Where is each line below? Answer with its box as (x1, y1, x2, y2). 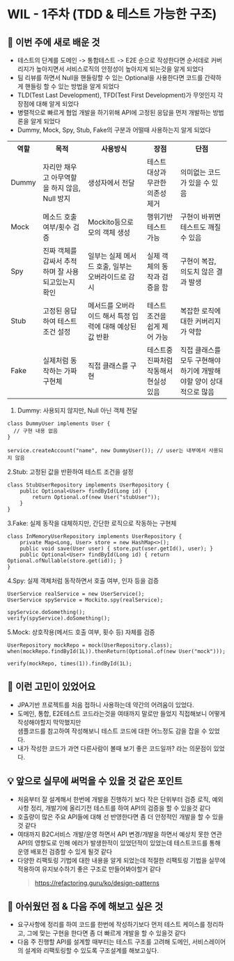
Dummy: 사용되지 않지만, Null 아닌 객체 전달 (17, 406, 138, 415)
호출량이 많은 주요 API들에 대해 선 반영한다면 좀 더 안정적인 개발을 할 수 (17, 813, 211, 821)
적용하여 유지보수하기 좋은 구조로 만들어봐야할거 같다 (17, 865, 162, 873)
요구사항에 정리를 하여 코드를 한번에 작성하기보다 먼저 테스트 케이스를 (17, 921, 205, 929)
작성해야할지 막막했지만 (17, 718, 81, 726)
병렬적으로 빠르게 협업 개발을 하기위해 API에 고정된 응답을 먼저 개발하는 (17, 109, 211, 116)
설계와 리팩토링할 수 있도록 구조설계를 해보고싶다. (24, 946, 159, 955)
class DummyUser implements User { (7, 420, 111, 427)
